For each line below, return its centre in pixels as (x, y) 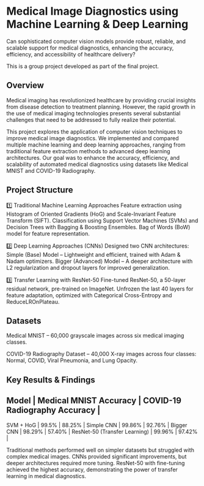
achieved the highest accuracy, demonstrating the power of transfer (92, 469)
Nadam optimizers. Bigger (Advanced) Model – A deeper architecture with (100, 261)
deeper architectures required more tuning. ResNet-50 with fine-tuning (96, 463)
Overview (25, 85)
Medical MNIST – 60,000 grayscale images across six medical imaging (95, 336)
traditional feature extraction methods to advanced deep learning (88, 151)
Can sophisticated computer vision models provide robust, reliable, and (96, 41)
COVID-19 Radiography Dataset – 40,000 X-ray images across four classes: (101, 354)
